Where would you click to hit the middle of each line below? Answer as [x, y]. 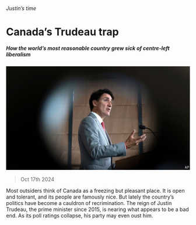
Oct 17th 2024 [37, 179]
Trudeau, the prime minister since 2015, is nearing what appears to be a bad [98, 209]
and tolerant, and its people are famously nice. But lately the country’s [90, 197]
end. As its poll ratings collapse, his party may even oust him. [80, 216]
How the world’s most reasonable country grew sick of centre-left [88, 48]
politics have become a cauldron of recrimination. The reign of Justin [89, 203]
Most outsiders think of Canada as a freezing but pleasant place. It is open [95, 191]
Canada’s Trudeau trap [62, 32]
